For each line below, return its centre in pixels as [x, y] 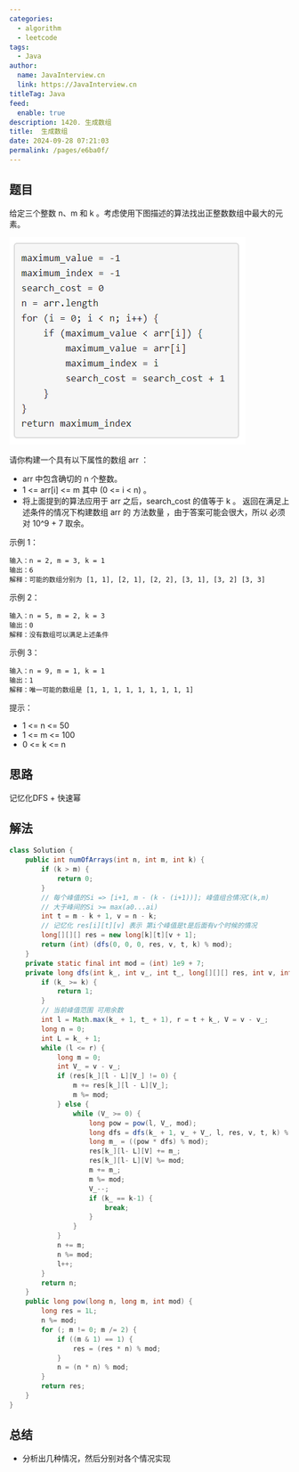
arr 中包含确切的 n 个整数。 [72, 478]
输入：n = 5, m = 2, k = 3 [57, 616]
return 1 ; [75, 992]
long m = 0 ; [79, 1057]
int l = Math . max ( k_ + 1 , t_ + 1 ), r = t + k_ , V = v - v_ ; [155, 1020]
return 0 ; [75, 879]
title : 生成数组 [39, 132]
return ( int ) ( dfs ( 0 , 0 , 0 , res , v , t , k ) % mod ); [137, 945]
